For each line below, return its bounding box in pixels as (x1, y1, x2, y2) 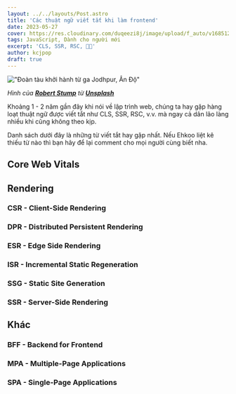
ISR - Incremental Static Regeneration (7, 260, 138, 270)
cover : (7, 29, 27, 37)
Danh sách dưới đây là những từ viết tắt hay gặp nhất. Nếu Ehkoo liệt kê (7, 130, 214, 139)
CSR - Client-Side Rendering (7, 203, 107, 213)
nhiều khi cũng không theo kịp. (7, 117, 97, 125)
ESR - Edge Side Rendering (7, 241, 101, 251)
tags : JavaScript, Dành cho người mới (7, 36, 121, 43)
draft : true (7, 56, 42, 63)
